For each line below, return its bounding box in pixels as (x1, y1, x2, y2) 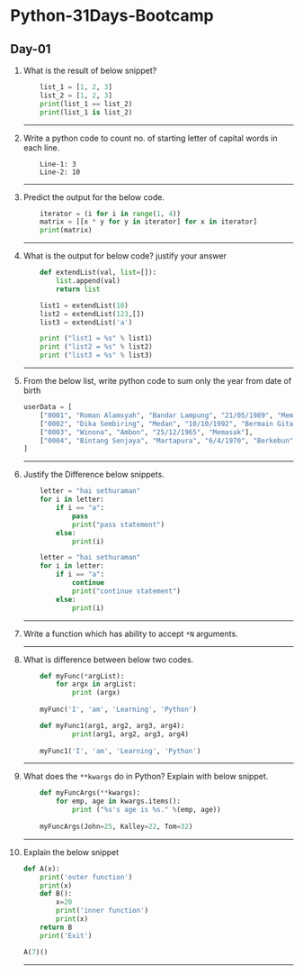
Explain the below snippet (22, 846, 120, 857)
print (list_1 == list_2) (40, 99, 133, 108)
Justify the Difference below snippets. (22, 469, 165, 480)
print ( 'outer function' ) (40, 872, 133, 881)
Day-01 (10, 41, 51, 57)
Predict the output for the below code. (22, 191, 165, 203)
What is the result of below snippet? (22, 65, 157, 76)
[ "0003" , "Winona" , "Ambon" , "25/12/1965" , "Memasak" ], (40, 427, 254, 437)
